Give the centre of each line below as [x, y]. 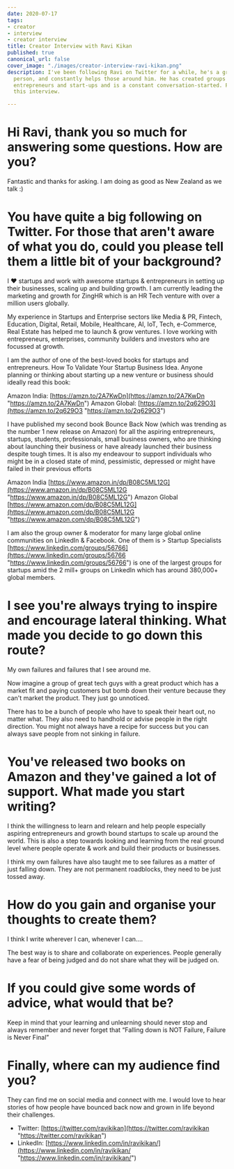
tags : [15, 20]
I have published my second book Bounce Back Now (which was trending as [117, 424]
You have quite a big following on [105, 217]
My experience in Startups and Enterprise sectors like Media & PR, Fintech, [115, 317]
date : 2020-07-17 [32, 14]
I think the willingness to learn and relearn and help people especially [107, 826]
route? [26, 650]
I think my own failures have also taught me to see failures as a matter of [111, 862]
